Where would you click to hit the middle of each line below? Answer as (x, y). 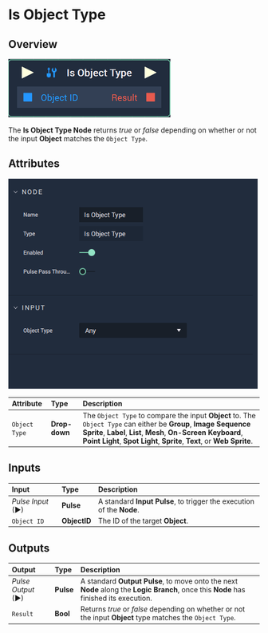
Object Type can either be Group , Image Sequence (167, 424)
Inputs (25, 468)
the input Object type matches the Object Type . (158, 618)
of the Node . (119, 509)
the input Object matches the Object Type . (78, 138)
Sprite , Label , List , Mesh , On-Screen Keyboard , (163, 432)
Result (22, 614)
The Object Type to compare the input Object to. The (169, 415)
